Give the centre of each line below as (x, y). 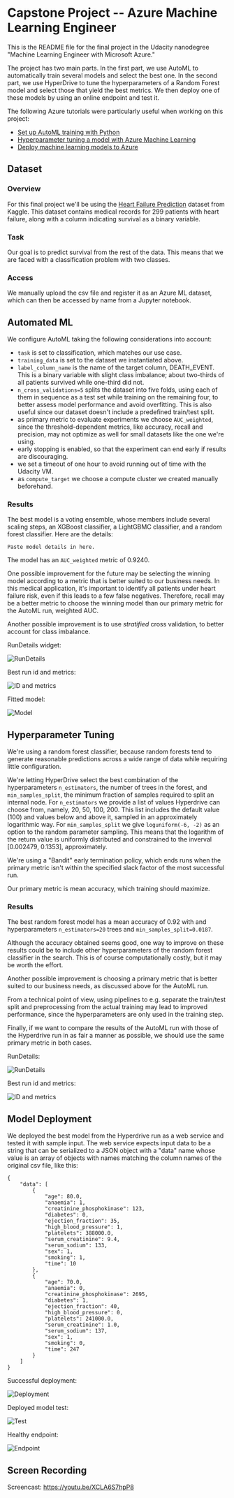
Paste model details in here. (51, 547)
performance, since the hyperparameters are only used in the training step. (115, 1015)
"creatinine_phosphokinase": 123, (95, 1209)
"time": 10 (60, 1264)
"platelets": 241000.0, (79, 1319)
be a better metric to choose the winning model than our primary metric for (115, 603)
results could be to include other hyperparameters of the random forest (110, 950)
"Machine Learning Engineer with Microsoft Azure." (81, 54)
